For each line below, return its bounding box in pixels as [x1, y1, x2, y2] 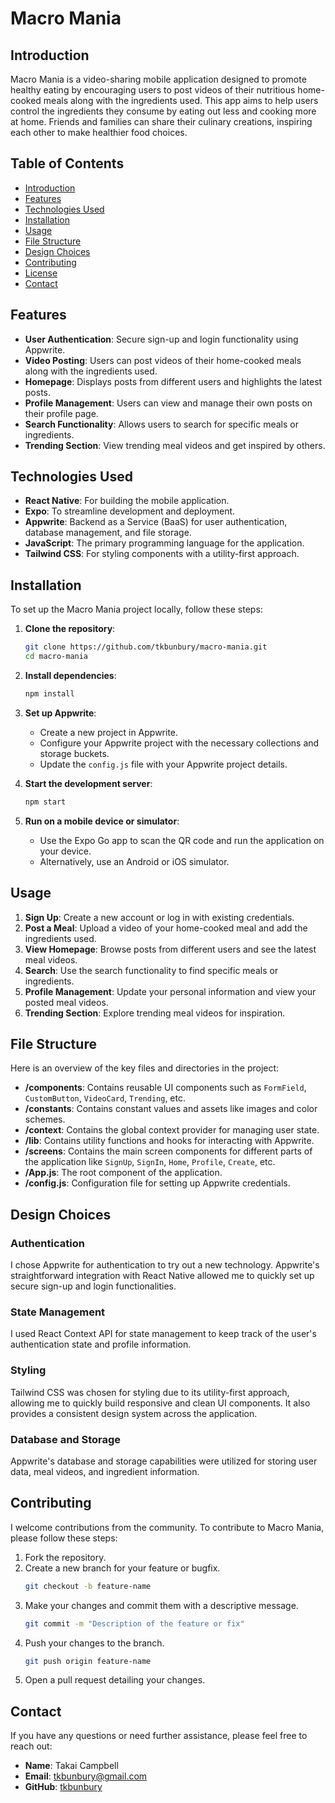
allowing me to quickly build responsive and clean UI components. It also [10, 1397, 311, 1409]
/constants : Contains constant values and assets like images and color [24, 1103, 318, 1115]
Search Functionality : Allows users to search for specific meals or [24, 418, 299, 430]
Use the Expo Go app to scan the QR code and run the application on [39, 834, 325, 846]
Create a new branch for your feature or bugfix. [24, 1562, 221, 1574]
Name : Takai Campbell [24, 1760, 119, 1772]
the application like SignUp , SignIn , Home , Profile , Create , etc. [24, 1156, 276, 1168]
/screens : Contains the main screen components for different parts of [24, 1145, 313, 1157]
